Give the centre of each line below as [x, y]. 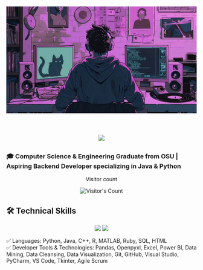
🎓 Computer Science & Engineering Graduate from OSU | [92, 156]
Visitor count [101, 179]
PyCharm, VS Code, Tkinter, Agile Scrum [57, 260]
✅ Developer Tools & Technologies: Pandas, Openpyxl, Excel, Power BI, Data [101, 247]
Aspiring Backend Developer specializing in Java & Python [94, 166]
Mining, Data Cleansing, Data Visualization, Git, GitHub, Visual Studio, [93, 254]
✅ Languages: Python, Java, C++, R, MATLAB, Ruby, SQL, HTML [87, 240]
